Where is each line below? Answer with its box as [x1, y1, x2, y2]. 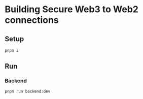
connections [5, 14, 59, 26]
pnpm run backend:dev [5, 89, 51, 94]
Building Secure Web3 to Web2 [5, 4, 139, 15]
